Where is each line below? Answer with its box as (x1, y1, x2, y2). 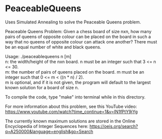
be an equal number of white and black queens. (5, 44, 101, 50)
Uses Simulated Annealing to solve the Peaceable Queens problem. (5, 19, 141, 25)
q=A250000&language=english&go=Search (5, 128, 93, 134)
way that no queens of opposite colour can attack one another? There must (5, 39, 158, 44)
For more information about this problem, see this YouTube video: (5, 103, 137, 109)
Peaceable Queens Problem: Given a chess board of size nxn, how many (5, 28, 152, 34)
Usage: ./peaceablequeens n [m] (5, 53, 71, 59)
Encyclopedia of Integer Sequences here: (5, 123, 89, 129)
